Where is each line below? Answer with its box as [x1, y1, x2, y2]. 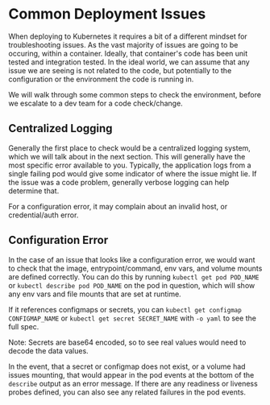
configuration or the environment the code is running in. [8, 74, 194, 84]
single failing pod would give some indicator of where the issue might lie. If [8, 168, 257, 178]
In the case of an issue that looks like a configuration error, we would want [8, 254, 255, 264]
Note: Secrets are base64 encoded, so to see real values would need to [8, 337, 247, 347]
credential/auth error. [8, 210, 79, 220]
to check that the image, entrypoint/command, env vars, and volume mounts [8, 263, 263, 273]
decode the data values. [8, 345, 89, 355]
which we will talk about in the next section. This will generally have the [8, 151, 246, 161]
